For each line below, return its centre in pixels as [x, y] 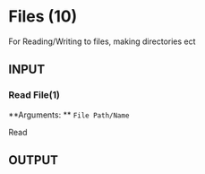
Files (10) [43, 17]
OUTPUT [34, 160]
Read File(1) [34, 95]
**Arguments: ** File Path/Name [69, 115]
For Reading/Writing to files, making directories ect [102, 41]
